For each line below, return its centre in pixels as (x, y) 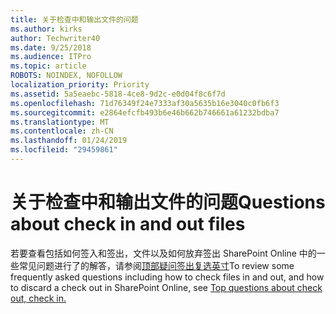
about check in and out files (128, 224)
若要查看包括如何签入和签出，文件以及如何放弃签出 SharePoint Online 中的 (163, 253)
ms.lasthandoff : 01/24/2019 (69, 141)
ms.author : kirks (46, 29)
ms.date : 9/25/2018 (51, 47)
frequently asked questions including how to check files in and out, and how (167, 277)
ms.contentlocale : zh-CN (62, 131)
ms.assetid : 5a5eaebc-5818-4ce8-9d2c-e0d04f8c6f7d (118, 94)
